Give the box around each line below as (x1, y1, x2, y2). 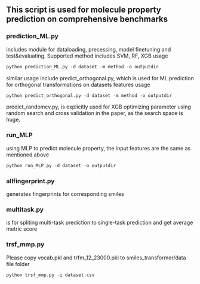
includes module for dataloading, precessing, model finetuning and (6, 46, 171, 53)
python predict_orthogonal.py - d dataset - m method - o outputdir (6, 92, 172, 98)
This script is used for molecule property (6, 5, 161, 15)
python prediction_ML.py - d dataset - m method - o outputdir (6, 64, 159, 70)
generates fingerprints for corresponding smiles (6, 190, 124, 197)
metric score (6, 225, 38, 232)
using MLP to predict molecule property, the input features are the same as (6, 144, 191, 152)
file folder (6, 260, 30, 267)
